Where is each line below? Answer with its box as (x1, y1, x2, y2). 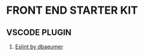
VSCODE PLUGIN (6, 27, 72, 38)
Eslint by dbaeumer (14, 43, 63, 50)
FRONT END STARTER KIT (6, 4, 139, 17)
